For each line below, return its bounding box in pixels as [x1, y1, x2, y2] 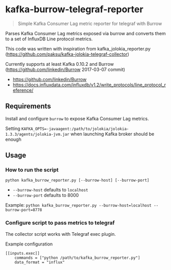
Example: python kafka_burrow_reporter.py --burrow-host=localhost [5, 202, 152, 208]
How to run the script [5, 166, 59, 174]
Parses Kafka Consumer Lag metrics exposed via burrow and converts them [5, 30, 166, 36]
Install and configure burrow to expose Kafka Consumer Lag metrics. [5, 115, 149, 121]
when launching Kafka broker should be [70, 131, 155, 137]
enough [5, 136, 21, 142]
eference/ [12, 87, 34, 93]
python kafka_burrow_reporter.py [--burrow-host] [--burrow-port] [5, 178, 150, 183]
